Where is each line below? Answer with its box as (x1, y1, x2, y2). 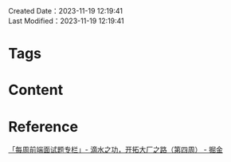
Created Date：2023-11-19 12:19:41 (8, 6, 123, 15)
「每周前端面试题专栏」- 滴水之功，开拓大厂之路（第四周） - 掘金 (8, 145, 223, 155)
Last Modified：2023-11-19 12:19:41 (8, 16, 125, 26)
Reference (8, 117, 78, 136)
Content (8, 81, 64, 99)
